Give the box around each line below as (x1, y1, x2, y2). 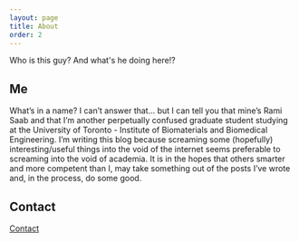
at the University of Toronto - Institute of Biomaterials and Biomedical (9, 124, 268, 136)
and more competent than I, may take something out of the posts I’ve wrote (9, 163, 291, 174)
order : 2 (9, 30, 43, 39)
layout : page (9, 13, 59, 23)
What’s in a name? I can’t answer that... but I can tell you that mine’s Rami (9, 105, 283, 116)
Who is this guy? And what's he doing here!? (9, 55, 177, 66)
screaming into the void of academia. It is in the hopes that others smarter (9, 153, 285, 164)
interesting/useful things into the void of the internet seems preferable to (9, 144, 281, 155)
